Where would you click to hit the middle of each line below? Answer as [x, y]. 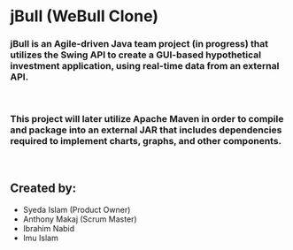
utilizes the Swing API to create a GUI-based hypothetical [136, 55]
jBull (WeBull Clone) [84, 16]
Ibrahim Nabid [49, 228]
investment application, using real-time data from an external [145, 66]
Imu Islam [40, 238]
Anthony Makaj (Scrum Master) [80, 219]
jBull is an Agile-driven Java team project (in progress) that [139, 44]
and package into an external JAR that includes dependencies [146, 130]
